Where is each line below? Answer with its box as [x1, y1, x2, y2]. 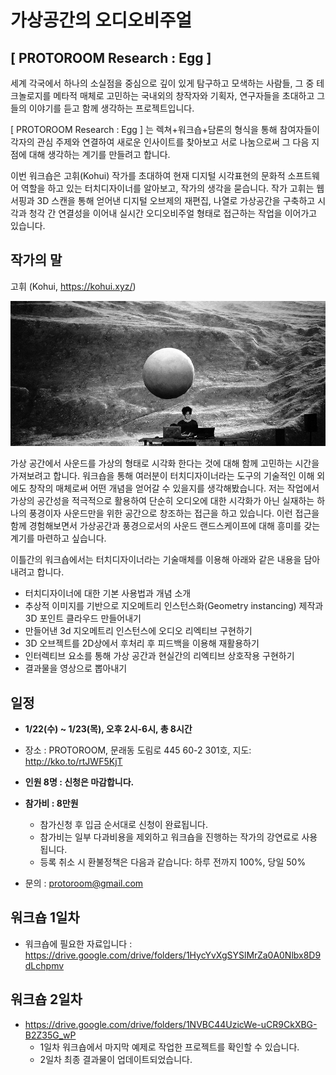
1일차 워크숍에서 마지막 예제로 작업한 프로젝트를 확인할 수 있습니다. [39, 1041, 300, 1053]
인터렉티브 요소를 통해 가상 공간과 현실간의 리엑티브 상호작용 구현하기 [24, 650, 295, 662]
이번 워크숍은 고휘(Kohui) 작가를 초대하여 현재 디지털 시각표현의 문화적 [10, 170, 286, 181]
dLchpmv [24, 959, 65, 971]
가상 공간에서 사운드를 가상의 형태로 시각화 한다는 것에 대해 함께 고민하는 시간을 [10, 457, 320, 470]
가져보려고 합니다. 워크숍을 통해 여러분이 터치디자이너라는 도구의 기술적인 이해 [10, 470, 315, 482]
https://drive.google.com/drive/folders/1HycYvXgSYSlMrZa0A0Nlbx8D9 [24, 949, 322, 961]
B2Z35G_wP [24, 1029, 77, 1041]
